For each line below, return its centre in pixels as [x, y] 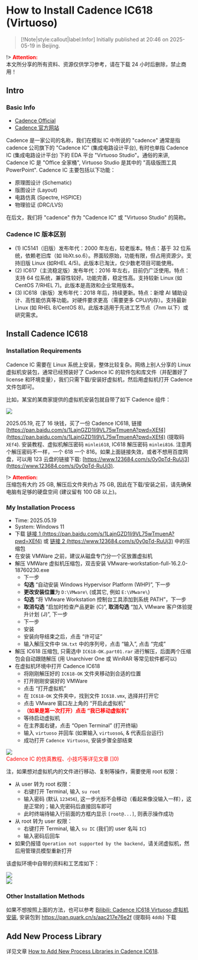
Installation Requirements [44, 351]
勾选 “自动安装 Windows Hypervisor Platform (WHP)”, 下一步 [97, 584]
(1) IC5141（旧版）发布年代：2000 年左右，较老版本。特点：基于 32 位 [100, 248]
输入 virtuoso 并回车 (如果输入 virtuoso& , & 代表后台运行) [94, 733]
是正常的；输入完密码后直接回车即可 [68, 806]
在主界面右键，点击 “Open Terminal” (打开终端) [81, 725]
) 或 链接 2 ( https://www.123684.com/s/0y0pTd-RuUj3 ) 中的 [112, 541]
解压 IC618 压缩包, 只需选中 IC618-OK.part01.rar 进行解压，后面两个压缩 [103, 651]
